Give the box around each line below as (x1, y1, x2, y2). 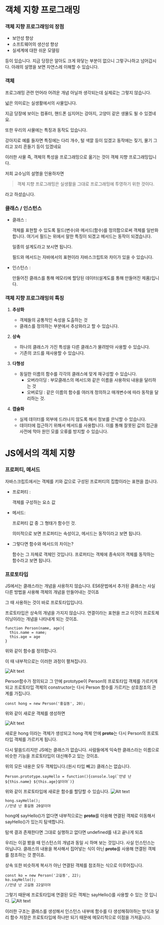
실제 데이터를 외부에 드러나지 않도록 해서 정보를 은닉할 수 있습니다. (19, 416, 146, 422)
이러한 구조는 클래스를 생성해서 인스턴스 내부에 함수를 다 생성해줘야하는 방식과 (5, 908, 154, 914)
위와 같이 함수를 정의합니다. (5, 648, 58, 654)
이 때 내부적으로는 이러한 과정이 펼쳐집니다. (5, 658, 88, 664)
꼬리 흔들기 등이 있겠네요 (14, 143, 62, 150)
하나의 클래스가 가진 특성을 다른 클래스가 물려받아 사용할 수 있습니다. (19, 344, 150, 350)
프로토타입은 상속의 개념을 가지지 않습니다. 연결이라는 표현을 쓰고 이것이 (5, 610, 142, 616)
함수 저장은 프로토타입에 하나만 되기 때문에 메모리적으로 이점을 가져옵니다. (10, 915, 152, 921)
